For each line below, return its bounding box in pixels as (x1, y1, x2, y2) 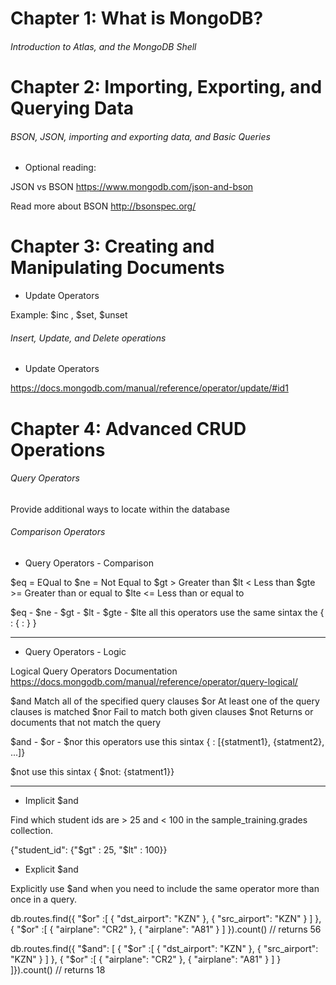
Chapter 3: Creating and (10, 235, 215, 258)
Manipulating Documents (10, 257, 225, 279)
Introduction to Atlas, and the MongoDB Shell (10, 40, 197, 52)
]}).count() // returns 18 (10, 963, 106, 976)
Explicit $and (24, 863, 79, 875)
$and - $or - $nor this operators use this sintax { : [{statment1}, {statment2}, (10, 735, 325, 747)
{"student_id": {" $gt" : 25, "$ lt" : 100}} (10, 843, 168, 856)
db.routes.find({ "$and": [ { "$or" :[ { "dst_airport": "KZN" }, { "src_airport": (10, 942, 319, 954)
